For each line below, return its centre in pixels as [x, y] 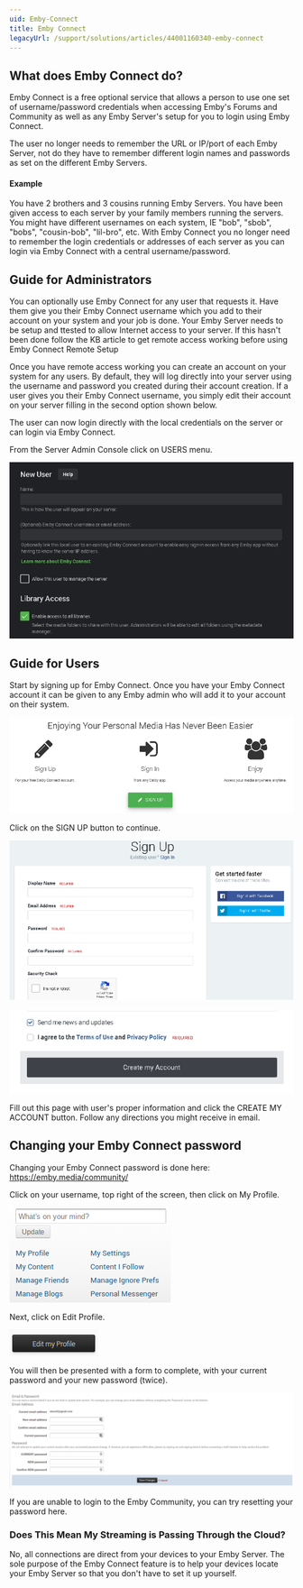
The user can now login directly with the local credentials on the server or [147, 423]
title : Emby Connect [48, 28]
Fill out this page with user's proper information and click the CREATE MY [146, 1107]
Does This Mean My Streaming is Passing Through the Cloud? [147, 1535]
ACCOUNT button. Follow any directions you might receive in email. [135, 1117]
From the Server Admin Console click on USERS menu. [111, 450]
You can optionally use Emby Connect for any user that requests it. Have [144, 301]
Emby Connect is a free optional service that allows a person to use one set [150, 97]
